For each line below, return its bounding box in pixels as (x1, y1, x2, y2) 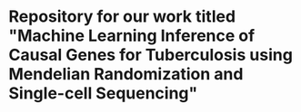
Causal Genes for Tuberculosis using (8, 45, 293, 65)
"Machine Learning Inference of (8, 25, 256, 46)
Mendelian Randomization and (8, 64, 244, 85)
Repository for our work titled (8, 6, 236, 27)
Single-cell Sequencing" (8, 83, 198, 104)
